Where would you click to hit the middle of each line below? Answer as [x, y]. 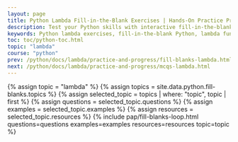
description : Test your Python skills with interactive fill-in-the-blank [120, 27]
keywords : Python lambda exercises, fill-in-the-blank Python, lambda [114, 34]
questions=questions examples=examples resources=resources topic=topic [119, 124]
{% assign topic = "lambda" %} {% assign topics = [81, 86]
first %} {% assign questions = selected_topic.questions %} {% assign [110, 101]
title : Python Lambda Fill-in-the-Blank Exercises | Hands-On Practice [115, 20]
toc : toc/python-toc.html [45, 40]
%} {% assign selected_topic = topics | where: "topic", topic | [137, 94]
